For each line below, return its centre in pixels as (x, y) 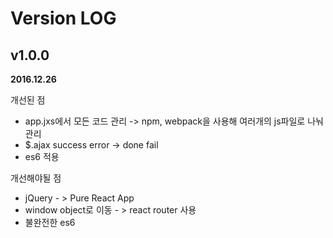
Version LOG (63, 18)
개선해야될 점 (36, 178)
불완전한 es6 (50, 222)
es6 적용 (42, 156)
